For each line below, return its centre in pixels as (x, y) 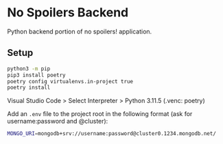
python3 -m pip (29, 69)
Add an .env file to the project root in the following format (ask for (100, 114)
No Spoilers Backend (68, 13)
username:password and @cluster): (58, 121)
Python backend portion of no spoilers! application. (80, 31)
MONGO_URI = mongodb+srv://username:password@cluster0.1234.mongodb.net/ (111, 134)
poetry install (29, 88)
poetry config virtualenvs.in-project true (70, 81)
